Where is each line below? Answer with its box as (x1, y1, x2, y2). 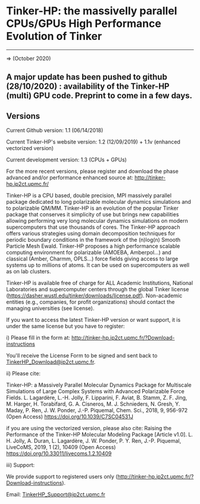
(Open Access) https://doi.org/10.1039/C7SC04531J (6, 413, 134, 421)
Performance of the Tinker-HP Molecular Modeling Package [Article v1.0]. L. (6, 431, 193, 438)
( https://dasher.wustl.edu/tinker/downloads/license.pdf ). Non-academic (6, 292, 183, 299)
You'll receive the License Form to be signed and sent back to (6, 352, 158, 359)
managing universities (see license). (6, 305, 95, 312)
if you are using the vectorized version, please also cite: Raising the (6, 425, 171, 432)
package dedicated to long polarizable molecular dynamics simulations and (6, 198, 192, 206)
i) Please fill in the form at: (6, 334, 70, 341)
